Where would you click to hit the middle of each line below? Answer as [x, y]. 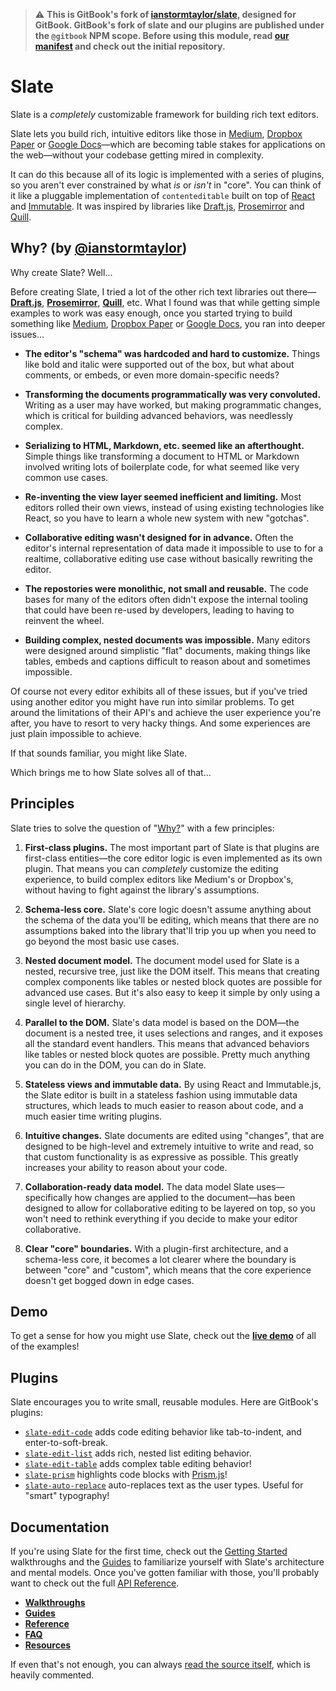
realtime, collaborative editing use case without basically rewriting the [168, 558]
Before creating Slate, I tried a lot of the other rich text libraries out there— [163, 291]
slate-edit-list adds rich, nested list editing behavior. [138, 1453]
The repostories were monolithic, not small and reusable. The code [166, 588]
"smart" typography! [67, 1496]
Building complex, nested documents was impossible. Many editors [167, 640]
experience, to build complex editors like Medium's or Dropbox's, [159, 879]
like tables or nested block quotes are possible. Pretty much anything [167, 1054]
